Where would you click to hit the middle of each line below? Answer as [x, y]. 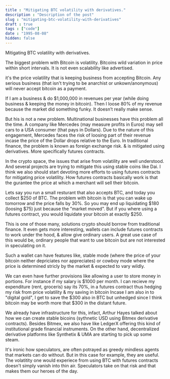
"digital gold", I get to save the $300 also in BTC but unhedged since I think [84, 297]
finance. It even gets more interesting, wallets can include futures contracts [84, 229]
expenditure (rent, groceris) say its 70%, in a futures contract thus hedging [83, 287]
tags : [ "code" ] [22, 29]
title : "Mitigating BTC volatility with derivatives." [65, 10]
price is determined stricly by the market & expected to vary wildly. [75, 266]
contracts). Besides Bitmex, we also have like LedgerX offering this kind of [83, 323]
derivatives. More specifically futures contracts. [55, 151]
